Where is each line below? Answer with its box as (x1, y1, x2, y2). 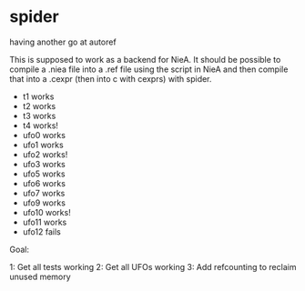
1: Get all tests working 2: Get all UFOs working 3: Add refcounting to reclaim (9, 261, 297, 272)
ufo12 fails (22, 226, 61, 237)
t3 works (22, 110, 56, 121)
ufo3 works (22, 158, 66, 169)
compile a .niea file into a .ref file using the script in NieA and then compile (9, 64, 289, 75)
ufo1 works (22, 139, 64, 150)
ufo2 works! (22, 148, 68, 160)
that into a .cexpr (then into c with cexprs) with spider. (9, 73, 212, 84)
